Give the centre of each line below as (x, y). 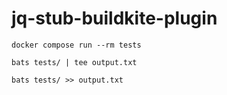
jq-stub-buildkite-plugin (114, 18)
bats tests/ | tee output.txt (74, 62)
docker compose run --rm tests (76, 45)
